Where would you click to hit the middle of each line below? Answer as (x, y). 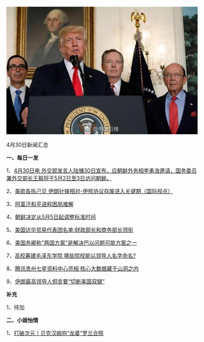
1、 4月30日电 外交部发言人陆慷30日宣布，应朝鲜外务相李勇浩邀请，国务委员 (102, 171)
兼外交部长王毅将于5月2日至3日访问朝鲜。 (59, 178)
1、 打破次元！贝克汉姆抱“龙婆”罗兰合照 (55, 333)
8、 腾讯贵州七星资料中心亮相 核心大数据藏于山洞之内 (73, 268)
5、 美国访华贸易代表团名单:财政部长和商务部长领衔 (70, 230)
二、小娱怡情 (22, 320)
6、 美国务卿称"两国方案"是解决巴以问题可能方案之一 (72, 243)
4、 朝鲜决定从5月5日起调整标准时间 (51, 217)
